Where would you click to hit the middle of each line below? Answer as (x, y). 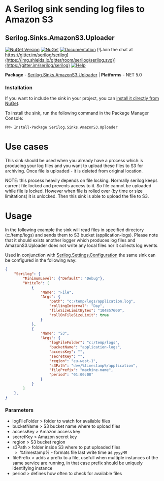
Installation (19, 87)
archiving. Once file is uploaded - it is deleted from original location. (74, 171)
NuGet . (12, 103)
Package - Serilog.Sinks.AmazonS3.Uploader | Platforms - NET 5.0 (74, 75)
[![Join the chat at (115, 50)
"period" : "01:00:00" (71, 375)
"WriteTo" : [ (36, 283)
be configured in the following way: (41, 260)
